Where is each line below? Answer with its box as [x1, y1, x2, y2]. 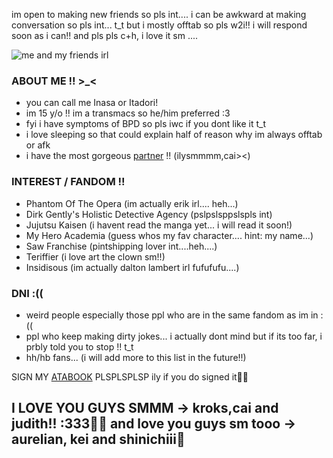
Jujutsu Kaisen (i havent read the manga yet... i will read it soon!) [25, 219, 293, 231]
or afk [25, 139, 51, 151]
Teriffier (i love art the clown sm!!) [25, 250, 166, 263]
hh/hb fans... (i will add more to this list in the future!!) [25, 351, 247, 363]
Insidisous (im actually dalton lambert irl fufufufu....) [25, 261, 240, 273]
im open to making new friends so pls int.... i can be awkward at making [11, 9, 307, 20]
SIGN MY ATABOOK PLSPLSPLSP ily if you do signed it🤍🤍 [11, 370, 249, 383]
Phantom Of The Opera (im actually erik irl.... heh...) [25, 197, 239, 209]
